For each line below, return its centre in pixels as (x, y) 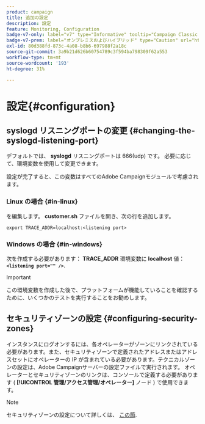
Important (19, 277)
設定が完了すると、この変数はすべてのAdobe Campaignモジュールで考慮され (103, 177)
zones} (20, 328)
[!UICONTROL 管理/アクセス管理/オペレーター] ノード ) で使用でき (100, 382)
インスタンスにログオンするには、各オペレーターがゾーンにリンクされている (102, 344)
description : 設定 (29, 23)
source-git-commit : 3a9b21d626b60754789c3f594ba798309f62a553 (87, 52)
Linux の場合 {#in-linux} (42, 202)
